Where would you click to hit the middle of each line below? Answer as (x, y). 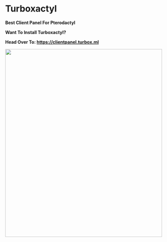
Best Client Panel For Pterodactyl (40, 23)
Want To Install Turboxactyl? (36, 32)
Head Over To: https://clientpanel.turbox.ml (52, 42)
